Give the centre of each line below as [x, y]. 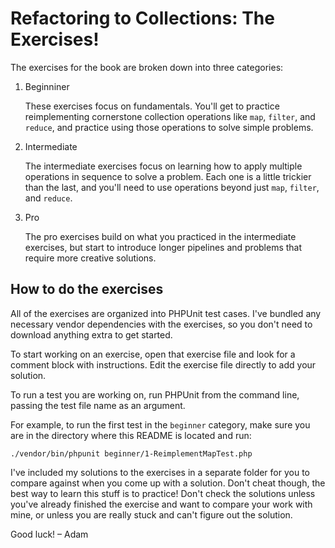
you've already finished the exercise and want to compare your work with [161, 504]
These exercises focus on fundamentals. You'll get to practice [152, 106]
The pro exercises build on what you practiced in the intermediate [160, 236]
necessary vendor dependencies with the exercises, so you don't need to [161, 324]
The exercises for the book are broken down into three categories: [147, 67]
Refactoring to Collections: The [142, 18]
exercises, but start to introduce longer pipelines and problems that [163, 247]
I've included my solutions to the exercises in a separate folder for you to [160, 472]
